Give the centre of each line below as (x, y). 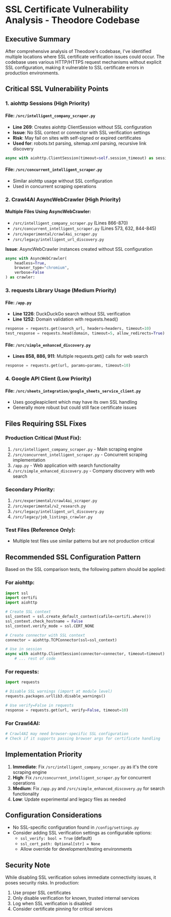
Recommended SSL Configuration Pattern (73, 557)
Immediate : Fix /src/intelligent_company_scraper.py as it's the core (85, 767)
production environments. (32, 73)
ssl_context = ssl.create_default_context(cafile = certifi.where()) (78, 617)
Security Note (28, 865)
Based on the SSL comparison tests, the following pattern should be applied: (85, 569)
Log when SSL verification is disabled (52, 904)
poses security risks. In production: (42, 883)
